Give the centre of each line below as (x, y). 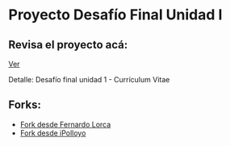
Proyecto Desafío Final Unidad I (115, 15)
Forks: (25, 105)
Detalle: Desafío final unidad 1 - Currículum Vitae (89, 79)
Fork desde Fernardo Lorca (65, 124)
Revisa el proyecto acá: (68, 45)
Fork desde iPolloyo (53, 133)
